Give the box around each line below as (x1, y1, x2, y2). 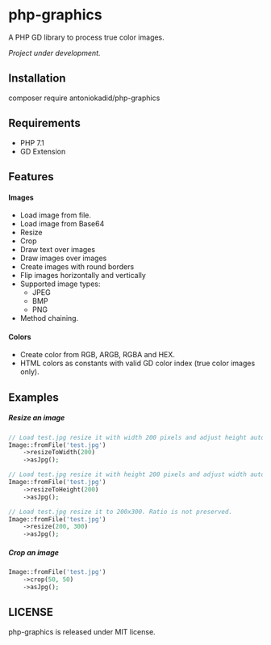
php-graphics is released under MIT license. (8, 626, 156, 636)
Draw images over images (19, 253, 107, 263)
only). (19, 367, 40, 377)
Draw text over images (19, 245, 95, 255)
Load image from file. (19, 210, 91, 220)
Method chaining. (19, 314, 79, 323)
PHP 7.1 (19, 137, 44, 147)
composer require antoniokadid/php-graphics (8, 93, 161, 103)
